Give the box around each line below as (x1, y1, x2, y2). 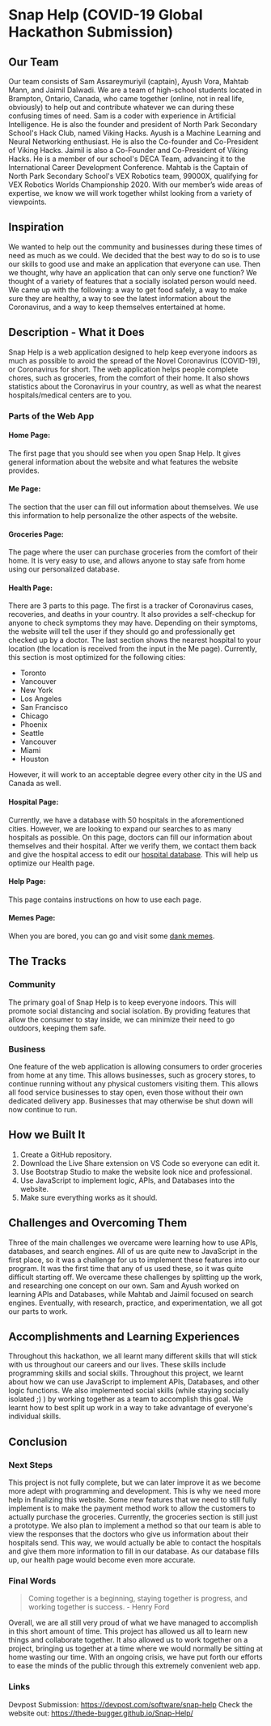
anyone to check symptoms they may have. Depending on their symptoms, (8, 618, 258, 628)
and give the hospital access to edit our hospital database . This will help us (8, 849, 259, 859)
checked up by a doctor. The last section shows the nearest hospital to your (8, 636, 261, 645)
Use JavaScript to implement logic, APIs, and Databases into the (19, 1175, 235, 1185)
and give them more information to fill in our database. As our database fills (8, 1546, 260, 1556)
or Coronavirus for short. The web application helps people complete (8, 364, 239, 374)
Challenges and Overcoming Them (8, 1216, 188, 1230)
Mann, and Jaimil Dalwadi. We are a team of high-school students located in (8, 85, 263, 95)
